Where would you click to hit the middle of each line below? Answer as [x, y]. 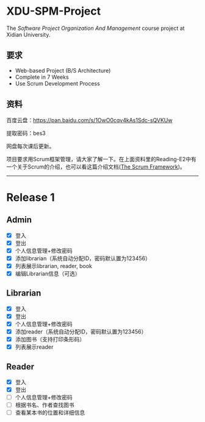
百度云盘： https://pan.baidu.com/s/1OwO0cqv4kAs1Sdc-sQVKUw [89, 120]
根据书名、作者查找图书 [45, 405]
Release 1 [31, 197]
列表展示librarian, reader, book [54, 266]
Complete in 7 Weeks [42, 77]
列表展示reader [34, 347]
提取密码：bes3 [26, 133]
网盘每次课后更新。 [31, 146]
